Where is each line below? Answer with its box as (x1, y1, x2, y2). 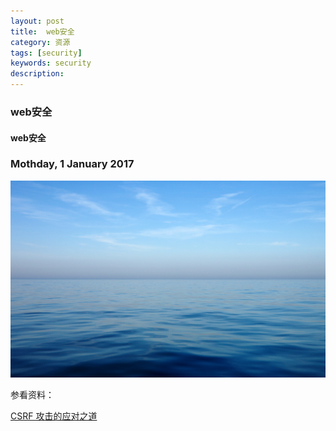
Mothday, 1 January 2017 (10, 157, 135, 171)
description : (10, 69, 65, 79)
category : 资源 (10, 37, 71, 47)
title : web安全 (10, 26, 75, 37)
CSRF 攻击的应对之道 (10, 410, 98, 422)
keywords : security (10, 58, 92, 69)
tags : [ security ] (10, 48, 83, 58)
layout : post (10, 16, 65, 26)
